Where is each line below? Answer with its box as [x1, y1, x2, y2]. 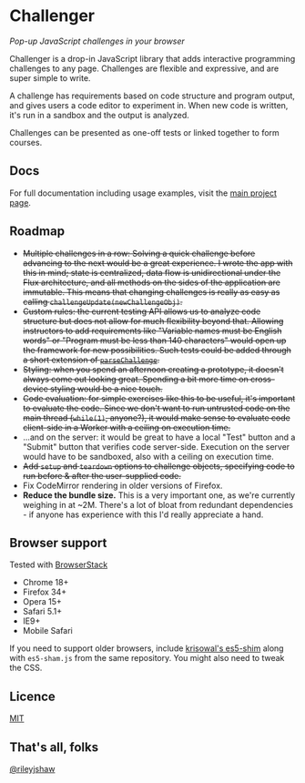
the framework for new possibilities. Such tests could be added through [22, 344, 291, 355]
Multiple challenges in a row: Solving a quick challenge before [22, 248, 256, 259]
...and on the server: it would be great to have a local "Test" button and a [22, 432, 296, 442]
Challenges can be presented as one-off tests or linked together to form [9, 127, 280, 137]
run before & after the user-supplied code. [22, 470, 182, 481]
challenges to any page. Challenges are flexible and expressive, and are [9, 63, 280, 74]
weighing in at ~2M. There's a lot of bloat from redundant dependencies [22, 499, 294, 510]
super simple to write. [9, 72, 91, 83]
